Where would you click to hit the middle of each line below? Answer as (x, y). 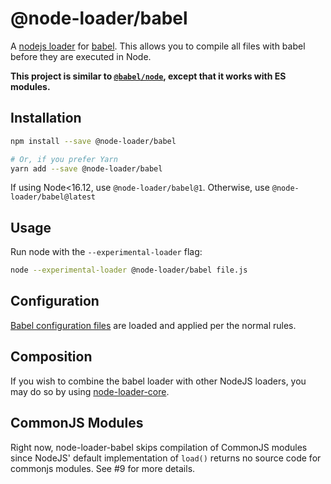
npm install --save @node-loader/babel (93, 141)
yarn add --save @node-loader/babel (86, 168)
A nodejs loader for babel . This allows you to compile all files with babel (158, 46)
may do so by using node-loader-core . (90, 391)
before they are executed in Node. (81, 56)
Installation (46, 118)
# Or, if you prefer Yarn (64, 159)
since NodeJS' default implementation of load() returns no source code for (166, 458)
